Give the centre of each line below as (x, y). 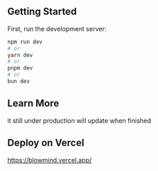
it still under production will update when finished (79, 121)
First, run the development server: (57, 28)
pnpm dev (20, 68)
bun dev (19, 82)
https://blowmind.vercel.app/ (50, 160)
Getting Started (42, 12)
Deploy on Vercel (46, 143)
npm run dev (25, 42)
